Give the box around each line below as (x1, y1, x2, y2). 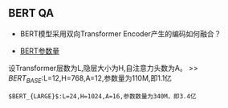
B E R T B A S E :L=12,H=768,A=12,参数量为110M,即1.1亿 (8, 73, 173, 85)
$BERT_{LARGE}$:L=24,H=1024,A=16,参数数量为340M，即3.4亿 (8, 92, 197, 100)
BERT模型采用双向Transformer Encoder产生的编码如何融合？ (19, 28, 222, 39)
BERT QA (8, 6, 55, 20)
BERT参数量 (19, 46, 60, 56)
